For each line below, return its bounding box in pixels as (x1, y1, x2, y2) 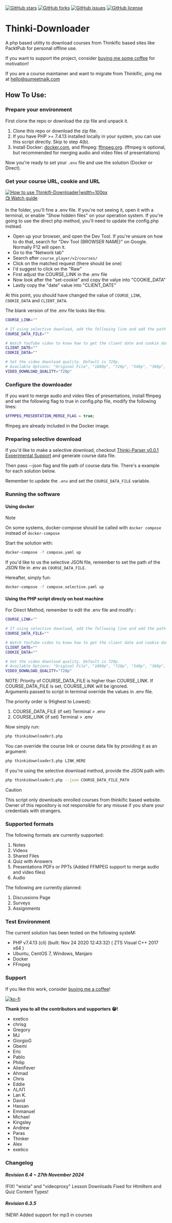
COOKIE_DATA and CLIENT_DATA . (5, 297, 68, 303)
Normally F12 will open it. (12, 244, 66, 250)
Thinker (12, 1135, 29, 1142)
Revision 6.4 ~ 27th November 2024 (5, 1172, 84, 1178)
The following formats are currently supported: (5, 832, 104, 838)
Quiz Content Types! (5, 1189, 49, 1195)
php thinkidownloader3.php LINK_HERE (5, 758, 86, 763)
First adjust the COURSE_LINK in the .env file (12, 271, 107, 277)
